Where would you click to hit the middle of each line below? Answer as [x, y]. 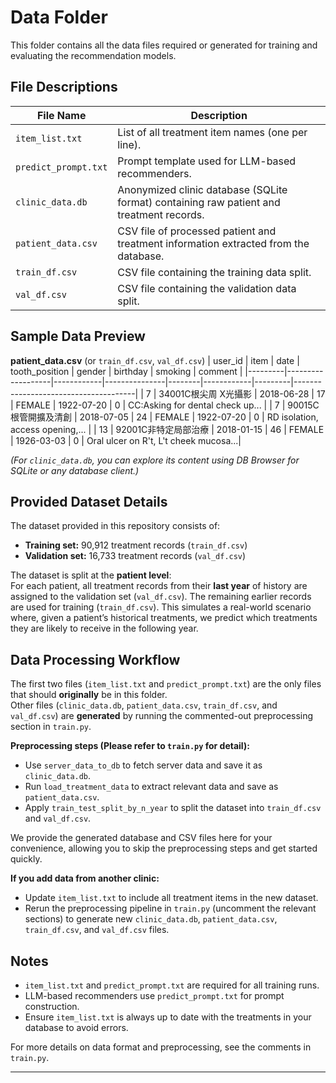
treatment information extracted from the [213, 243]
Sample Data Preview [78, 336]
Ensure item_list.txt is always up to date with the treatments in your [168, 1017]
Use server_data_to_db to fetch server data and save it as [143, 765]
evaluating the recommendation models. [93, 55]
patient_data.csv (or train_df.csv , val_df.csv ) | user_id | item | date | [155, 360]
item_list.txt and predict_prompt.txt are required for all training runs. [172, 985]
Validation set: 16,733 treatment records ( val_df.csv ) [135, 556]
